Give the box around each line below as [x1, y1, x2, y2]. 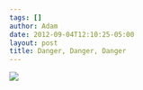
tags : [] [9, 13, 42, 22]
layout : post [9, 38, 58, 48]
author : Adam [9, 22, 58, 31]
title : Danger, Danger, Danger [9, 47, 127, 56]
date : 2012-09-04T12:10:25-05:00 [9, 30, 135, 39]
